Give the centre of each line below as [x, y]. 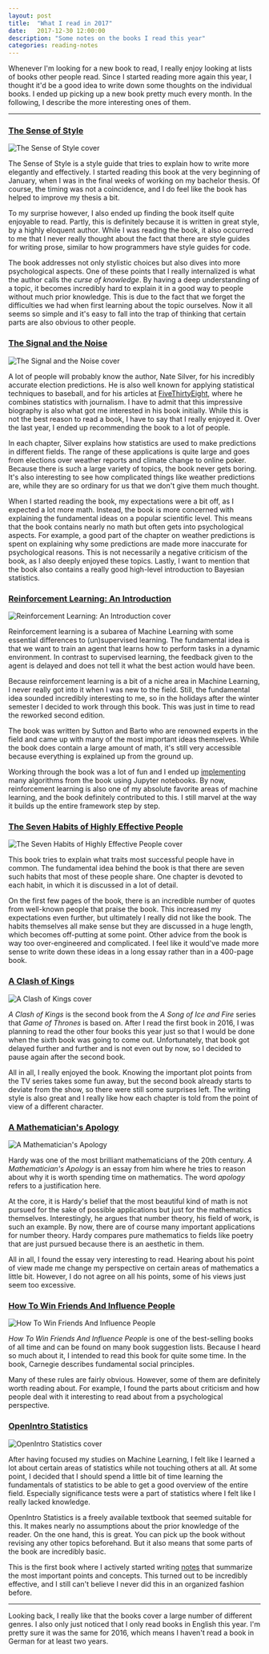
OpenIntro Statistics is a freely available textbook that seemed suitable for [130, 1517]
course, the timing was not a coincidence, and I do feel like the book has [128, 189]
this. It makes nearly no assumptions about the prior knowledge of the [124, 1526]
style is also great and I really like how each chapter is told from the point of [133, 1098]
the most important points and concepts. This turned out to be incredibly [128, 1575]
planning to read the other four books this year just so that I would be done [132, 1031]
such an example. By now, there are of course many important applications [132, 1227]
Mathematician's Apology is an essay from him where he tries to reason [127, 1168]
